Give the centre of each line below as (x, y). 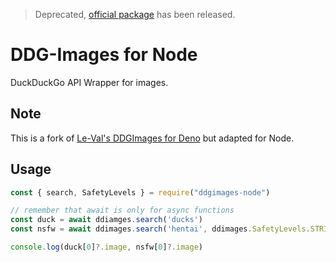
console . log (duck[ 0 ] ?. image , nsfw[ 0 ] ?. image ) (106, 247)
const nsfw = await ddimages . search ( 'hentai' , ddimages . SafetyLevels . (160, 229)
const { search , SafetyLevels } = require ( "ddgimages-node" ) (140, 192)
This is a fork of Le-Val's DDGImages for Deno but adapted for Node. (152, 138)
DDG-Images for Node (104, 55)
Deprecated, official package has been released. (135, 14)
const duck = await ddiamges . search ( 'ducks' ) (106, 220)
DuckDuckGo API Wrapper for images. (89, 82)
